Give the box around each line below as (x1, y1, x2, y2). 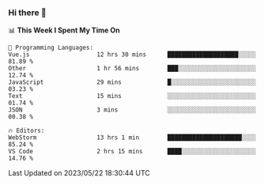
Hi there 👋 (8, 7, 47, 18)
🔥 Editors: (8, 126, 45, 135)
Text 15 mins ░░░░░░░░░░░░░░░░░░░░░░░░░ (8, 92, 257, 100)
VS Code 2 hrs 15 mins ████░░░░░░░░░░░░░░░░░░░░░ (8, 148, 257, 156)
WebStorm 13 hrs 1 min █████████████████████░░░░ (8, 134, 257, 142)
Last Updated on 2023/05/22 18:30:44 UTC (8, 168, 150, 178)
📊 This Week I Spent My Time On (8, 25, 120, 35)
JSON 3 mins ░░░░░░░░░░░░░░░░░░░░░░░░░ (8, 106, 257, 114)
